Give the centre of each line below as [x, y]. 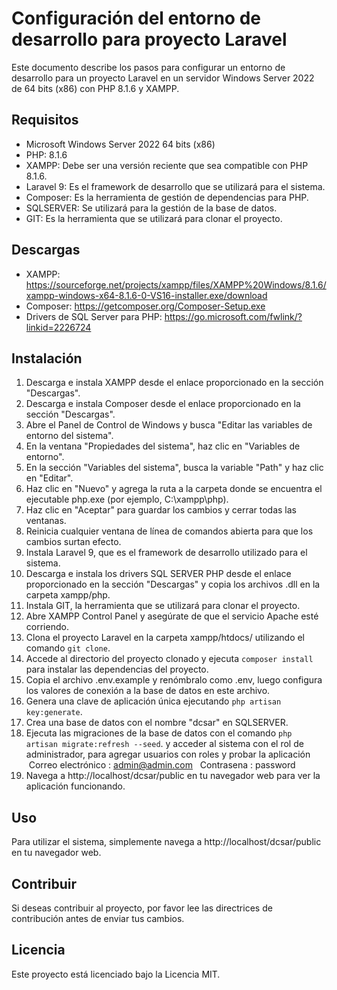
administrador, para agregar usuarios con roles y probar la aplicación [168, 754]
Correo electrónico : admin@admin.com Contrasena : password [162, 765]
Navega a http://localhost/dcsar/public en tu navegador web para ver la [173, 776]
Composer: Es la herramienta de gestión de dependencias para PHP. [167, 197]
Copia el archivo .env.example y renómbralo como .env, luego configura [174, 680]
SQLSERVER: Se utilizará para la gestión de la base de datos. [151, 208]
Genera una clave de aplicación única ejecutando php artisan [153, 701]
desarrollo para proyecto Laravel [149, 39]
